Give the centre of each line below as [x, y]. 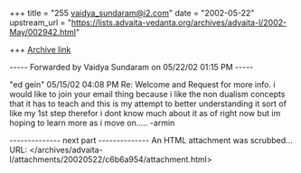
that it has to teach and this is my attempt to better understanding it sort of [148, 104]
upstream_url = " [41, 23]
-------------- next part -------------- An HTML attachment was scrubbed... [151, 140]
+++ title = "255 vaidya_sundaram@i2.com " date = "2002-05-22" [132, 13]
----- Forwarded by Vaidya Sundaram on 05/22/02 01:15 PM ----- [132, 67]
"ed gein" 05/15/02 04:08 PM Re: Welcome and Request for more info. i [142, 84]
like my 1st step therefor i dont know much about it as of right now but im [145, 113]
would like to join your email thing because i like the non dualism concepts [147, 94]
